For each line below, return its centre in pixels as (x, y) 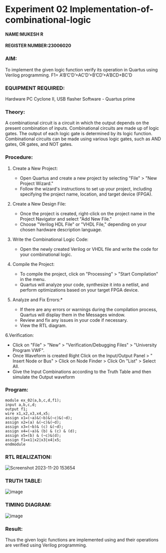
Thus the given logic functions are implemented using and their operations (82, 540)
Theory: (15, 112)
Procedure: (19, 157)
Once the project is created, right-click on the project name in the (87, 213)
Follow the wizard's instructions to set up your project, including (86, 189)
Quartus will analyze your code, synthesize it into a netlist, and (84, 285)
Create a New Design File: (39, 204)
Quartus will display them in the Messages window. (73, 315)
